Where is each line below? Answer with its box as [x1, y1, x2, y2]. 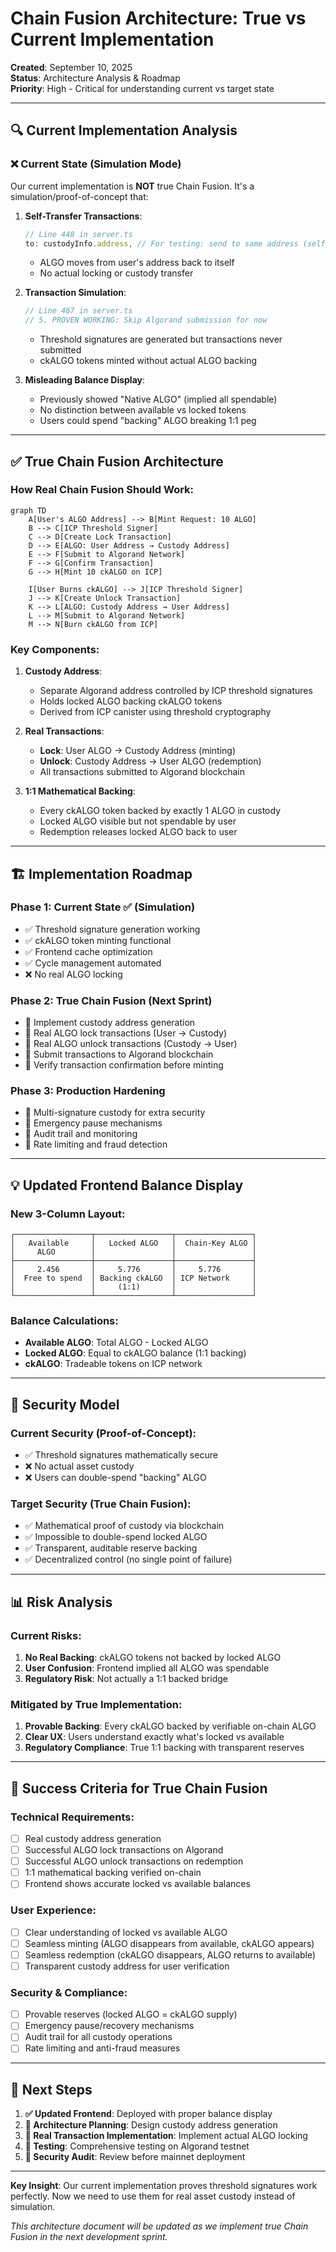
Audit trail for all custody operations [24, 2031, 173, 2043]
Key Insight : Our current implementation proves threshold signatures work [10, 2180, 318, 2192]
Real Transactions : [24, 725, 105, 737]
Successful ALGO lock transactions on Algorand [24, 1844, 224, 1856]
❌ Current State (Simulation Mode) [10, 157, 182, 171]
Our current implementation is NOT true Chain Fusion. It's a [10, 180, 255, 192]
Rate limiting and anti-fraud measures [24, 2042, 181, 2054]
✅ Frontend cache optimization [24, 945, 153, 957]
